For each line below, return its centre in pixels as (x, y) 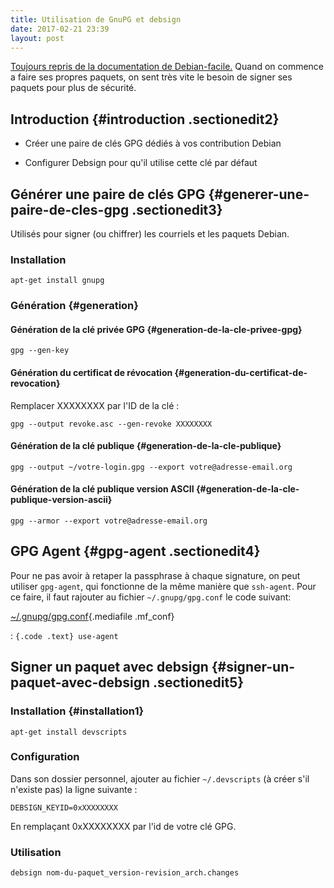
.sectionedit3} (177, 209)
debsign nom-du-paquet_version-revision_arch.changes (125, 873)
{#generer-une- (259, 194)
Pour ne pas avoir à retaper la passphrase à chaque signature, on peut (155, 575)
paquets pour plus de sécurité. (73, 88)
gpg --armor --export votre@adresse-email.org (109, 521)
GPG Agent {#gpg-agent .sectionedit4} (135, 551)
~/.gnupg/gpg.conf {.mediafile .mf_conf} (92, 616)
